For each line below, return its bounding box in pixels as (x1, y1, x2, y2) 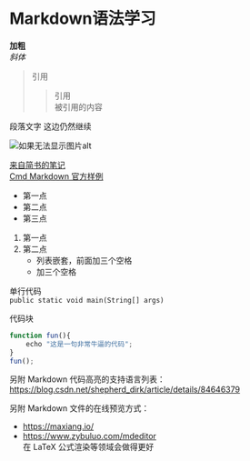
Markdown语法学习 (9, 8, 156, 29)
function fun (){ (9, 331, 71, 340)
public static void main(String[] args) (9, 296, 165, 305)
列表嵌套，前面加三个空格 (35, 255, 133, 266)
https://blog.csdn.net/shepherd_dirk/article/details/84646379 (9, 384, 241, 396)
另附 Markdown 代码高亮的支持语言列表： (9, 374, 165, 385)
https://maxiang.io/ (22, 421, 95, 432)
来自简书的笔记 (9, 159, 65, 170)
